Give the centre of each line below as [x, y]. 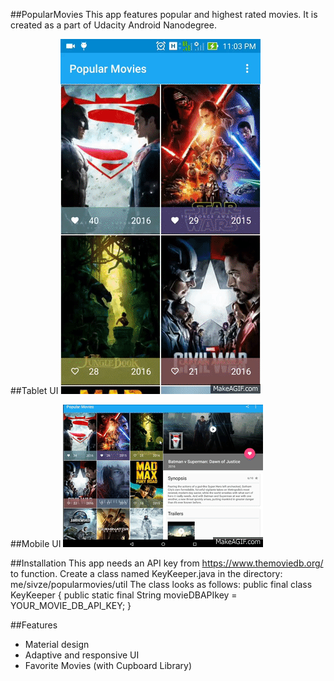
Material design [57, 644]
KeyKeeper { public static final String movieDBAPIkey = [124, 595]
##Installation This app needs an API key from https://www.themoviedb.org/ [167, 563]
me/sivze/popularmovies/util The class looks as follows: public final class [161, 584]
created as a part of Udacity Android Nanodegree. [113, 25]
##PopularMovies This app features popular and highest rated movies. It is [164, 14]
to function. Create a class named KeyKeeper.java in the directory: [146, 573]
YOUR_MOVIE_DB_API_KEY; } [71, 605]
